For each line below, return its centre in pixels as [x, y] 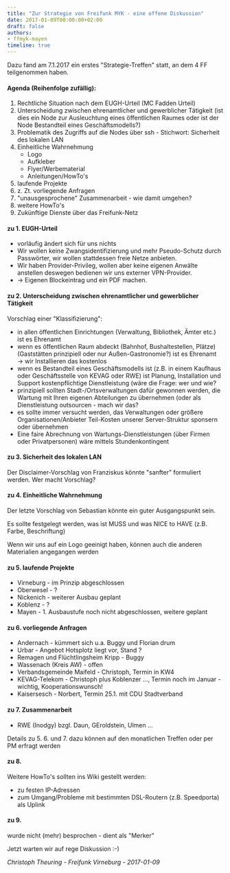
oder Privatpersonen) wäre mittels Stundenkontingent [93, 441]
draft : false [26, 26]
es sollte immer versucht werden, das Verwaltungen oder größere [110, 412]
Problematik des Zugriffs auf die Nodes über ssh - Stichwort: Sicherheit [118, 133]
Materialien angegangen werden [53, 552]
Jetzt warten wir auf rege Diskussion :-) [64, 849]
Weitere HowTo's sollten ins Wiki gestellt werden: [77, 776]
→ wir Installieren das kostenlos [62, 361]
